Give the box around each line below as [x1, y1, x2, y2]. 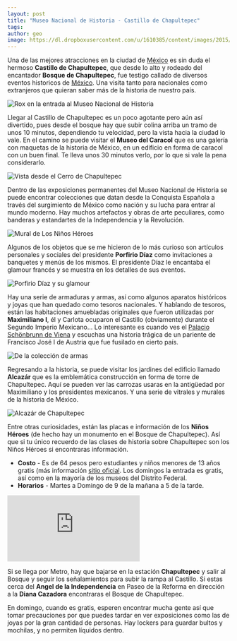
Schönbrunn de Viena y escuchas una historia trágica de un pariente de [7, 330, 217, 339]
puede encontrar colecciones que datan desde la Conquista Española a [7, 193, 215, 202]
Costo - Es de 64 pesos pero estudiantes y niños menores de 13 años [17, 459, 221, 467]
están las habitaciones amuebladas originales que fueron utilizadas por [7, 308, 214, 316]
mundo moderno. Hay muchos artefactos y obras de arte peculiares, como [7, 208, 224, 217]
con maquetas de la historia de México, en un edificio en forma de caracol [7, 143, 224, 152]
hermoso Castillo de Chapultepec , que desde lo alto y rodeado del [7, 64, 202, 72]
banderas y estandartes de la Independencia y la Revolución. [7, 216, 185, 224]
